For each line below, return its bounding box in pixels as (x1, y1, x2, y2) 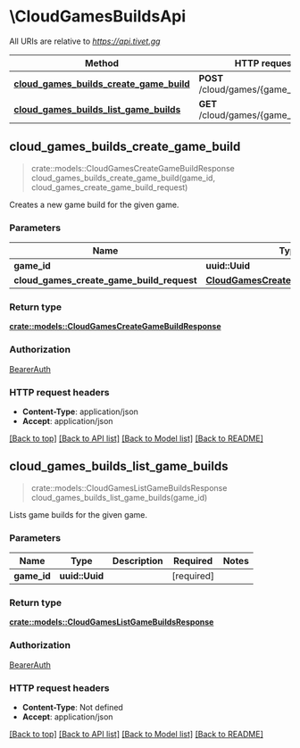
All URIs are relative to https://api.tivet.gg (9, 36, 161, 46)
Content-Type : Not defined (21, 702, 123, 712)
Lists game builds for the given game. (9, 509, 147, 519)
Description (112, 555, 163, 568)
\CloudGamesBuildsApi (9, 6, 187, 27)
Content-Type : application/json (21, 406, 138, 417)
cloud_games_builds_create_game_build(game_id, (30, 172, 216, 183)
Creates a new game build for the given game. (9, 199, 179, 210)
